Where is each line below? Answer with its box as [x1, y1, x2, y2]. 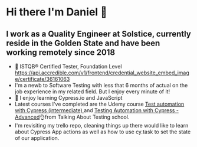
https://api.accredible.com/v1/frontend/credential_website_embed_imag [14, 69, 190, 76]
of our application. [14, 135, 60, 141]
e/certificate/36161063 [14, 76, 70, 82]
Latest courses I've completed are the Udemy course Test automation [14, 100, 185, 107]
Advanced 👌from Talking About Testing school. [14, 113, 130, 120]
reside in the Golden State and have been [6, 38, 160, 48]
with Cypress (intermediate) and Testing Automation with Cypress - [14, 107, 179, 114]
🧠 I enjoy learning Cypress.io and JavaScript [14, 94, 123, 101]
